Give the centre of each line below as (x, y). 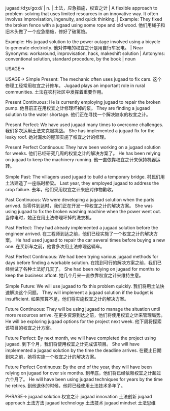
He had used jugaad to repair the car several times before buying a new (90, 240)
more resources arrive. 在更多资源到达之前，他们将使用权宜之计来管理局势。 (85, 315)
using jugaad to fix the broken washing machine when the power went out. (83, 211)
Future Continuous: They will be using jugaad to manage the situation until (83, 309)
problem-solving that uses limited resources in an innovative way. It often (82, 14)
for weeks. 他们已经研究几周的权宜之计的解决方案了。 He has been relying (83, 153)
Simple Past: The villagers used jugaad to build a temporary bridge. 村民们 (83, 177)
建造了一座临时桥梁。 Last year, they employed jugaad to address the (87, 183)
